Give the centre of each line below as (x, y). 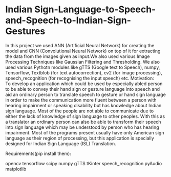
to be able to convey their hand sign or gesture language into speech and (83, 89)
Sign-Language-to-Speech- (95, 9)
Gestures (25, 31)
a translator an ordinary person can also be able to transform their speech (83, 122)
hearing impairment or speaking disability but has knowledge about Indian (83, 105)
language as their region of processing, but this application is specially (80, 138)
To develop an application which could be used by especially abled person (84, 84)
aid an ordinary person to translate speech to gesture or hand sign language (86, 94)
